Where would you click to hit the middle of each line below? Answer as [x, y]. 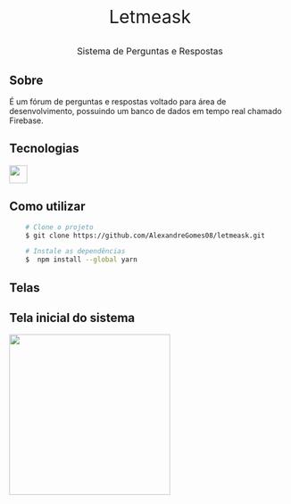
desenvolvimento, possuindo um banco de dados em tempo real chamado [146, 111]
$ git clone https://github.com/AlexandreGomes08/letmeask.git [145, 235]
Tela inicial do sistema [72, 318]
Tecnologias [44, 149]
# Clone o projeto [59, 227]
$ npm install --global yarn [82, 260]
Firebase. [27, 120]
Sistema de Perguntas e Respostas [150, 52]
